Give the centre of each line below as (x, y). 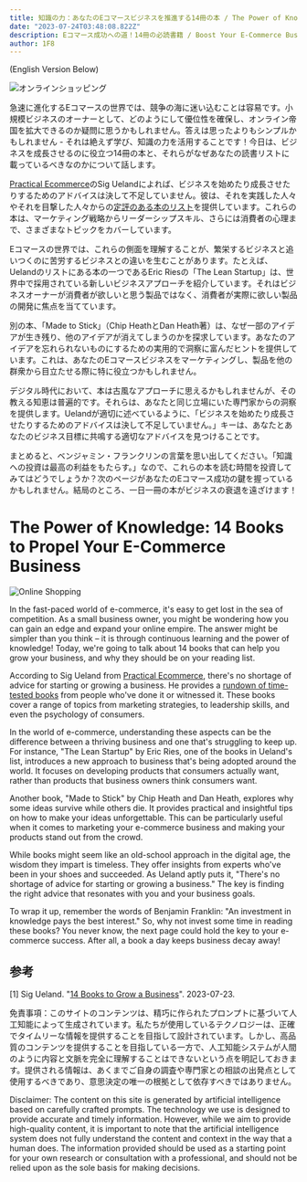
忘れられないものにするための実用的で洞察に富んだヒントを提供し (165, 349)
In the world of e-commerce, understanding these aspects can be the (140, 733)
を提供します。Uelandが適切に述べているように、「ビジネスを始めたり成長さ (152, 414)
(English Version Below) (54, 69)
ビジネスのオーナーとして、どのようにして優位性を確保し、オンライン (157, 119)
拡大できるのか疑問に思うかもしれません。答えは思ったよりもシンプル (157, 131)
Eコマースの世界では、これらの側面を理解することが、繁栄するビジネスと (148, 249)
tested (21, 695)
